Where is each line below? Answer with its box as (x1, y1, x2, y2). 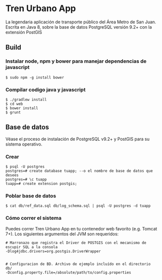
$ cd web (5, 101, 23, 106)
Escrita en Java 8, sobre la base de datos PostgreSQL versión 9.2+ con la (5, 24, 152, 30)
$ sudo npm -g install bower (5, 75, 64, 80)
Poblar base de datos (5, 192, 56, 199)
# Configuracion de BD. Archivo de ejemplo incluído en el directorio (5, 262, 151, 266)
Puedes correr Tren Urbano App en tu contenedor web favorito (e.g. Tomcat (5, 226, 158, 231)
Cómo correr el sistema (5, 214, 62, 221)
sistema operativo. (5, 141, 43, 147)
